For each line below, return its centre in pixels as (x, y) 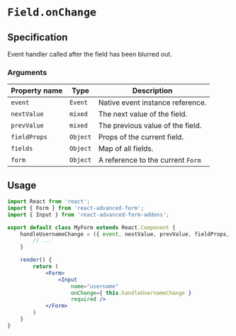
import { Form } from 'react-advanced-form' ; (75, 208)
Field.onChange (52, 12)
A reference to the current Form (150, 160)
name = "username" (95, 286)
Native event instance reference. (152, 103)
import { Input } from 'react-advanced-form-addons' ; (89, 214)
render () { (36, 260)
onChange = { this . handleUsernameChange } (131, 293)
